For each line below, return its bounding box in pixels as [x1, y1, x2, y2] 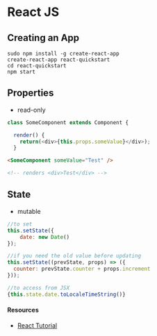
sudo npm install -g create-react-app [7, 50, 119, 57]
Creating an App [7, 32, 80, 44]
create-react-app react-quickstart [7, 56, 110, 63]
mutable [17, 207, 41, 215]
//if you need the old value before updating [7, 253, 141, 260]
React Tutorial [17, 321, 58, 330]
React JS [7, 4, 60, 20]
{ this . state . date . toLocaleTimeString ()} [7, 291, 126, 298]
